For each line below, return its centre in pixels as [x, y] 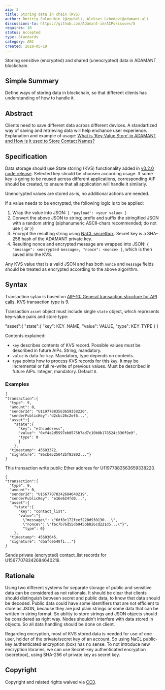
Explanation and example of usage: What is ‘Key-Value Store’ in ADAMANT [81, 136]
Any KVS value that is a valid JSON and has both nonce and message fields [80, 264]
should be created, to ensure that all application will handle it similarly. [76, 184]
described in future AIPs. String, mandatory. [57, 350]
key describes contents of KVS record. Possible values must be [76, 345]
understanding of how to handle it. [40, 98]
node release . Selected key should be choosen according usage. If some [79, 174]
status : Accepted [23, 32]
